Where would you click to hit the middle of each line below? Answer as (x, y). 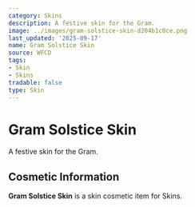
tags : (17, 61)
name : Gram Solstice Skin (51, 46)
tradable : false (35, 82)
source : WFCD (30, 53)
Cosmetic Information (64, 177)
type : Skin (26, 90)
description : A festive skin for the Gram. (82, 23)
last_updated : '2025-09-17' (55, 38)
